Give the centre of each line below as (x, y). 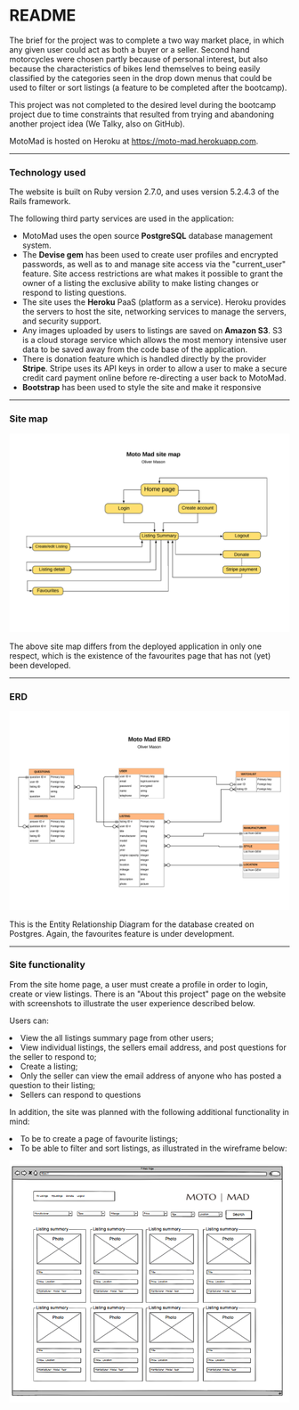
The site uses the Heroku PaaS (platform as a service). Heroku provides (154, 302)
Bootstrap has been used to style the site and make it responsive (141, 388)
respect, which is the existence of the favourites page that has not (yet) (140, 655)
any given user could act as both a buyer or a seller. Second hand (129, 49)
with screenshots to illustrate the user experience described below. (132, 1003)
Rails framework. (40, 201)
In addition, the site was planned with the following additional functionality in (149, 1111)
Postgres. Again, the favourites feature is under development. (122, 933)
